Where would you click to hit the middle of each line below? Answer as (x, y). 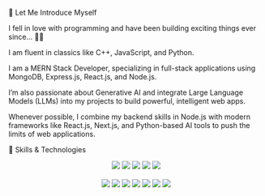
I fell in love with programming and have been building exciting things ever (132, 28)
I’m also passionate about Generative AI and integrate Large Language (126, 92)
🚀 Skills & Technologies (47, 149)
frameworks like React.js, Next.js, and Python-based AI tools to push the (129, 125)
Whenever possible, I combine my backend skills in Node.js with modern (130, 117)
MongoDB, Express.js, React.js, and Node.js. (83, 77)
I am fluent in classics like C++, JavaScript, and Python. (101, 52)
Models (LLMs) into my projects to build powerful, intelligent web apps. (127, 101)
